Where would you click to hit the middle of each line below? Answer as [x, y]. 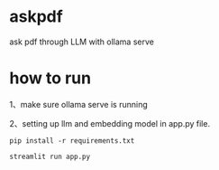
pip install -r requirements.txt [72, 141]
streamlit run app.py [50, 156]
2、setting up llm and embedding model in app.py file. [109, 123]
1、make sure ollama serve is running [78, 104]
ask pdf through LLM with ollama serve [82, 42]
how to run [50, 78]
